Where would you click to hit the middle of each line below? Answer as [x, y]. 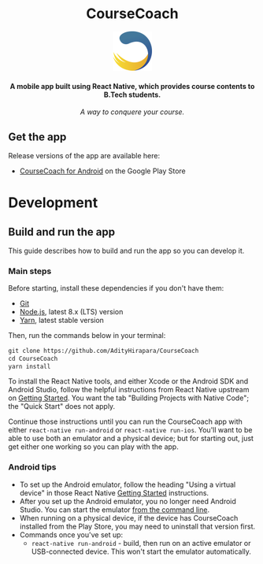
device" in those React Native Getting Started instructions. [114, 492]
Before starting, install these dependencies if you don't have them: [116, 288]
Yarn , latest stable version [62, 321]
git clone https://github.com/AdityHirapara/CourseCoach [104, 351]
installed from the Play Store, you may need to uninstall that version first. [137, 526]
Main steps [30, 271]
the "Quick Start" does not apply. [62, 406]
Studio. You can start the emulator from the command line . [115, 510]
